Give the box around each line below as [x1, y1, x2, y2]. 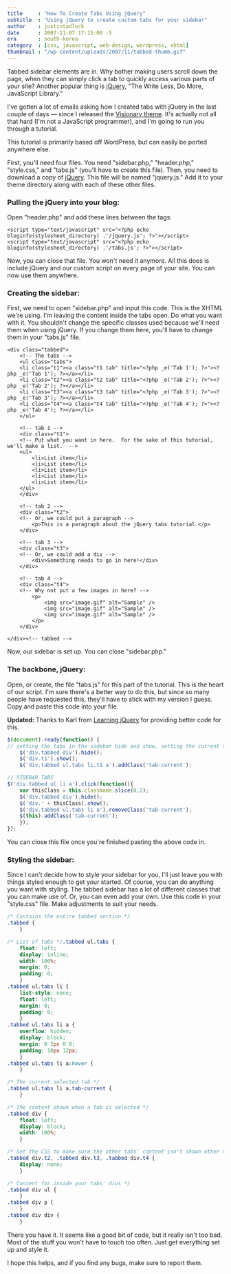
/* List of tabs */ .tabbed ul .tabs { [7, 938, 115, 945]
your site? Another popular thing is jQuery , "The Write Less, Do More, [7, 82, 203, 90]
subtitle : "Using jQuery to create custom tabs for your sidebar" [7, 17, 208, 23]
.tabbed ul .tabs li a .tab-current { [7, 1085, 112, 1092]
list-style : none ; [19, 989, 72, 996]
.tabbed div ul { [7, 1186, 57, 1194]
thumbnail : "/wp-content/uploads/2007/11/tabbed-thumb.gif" [7, 49, 186, 56]
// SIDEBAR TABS [7, 775, 54, 781]
